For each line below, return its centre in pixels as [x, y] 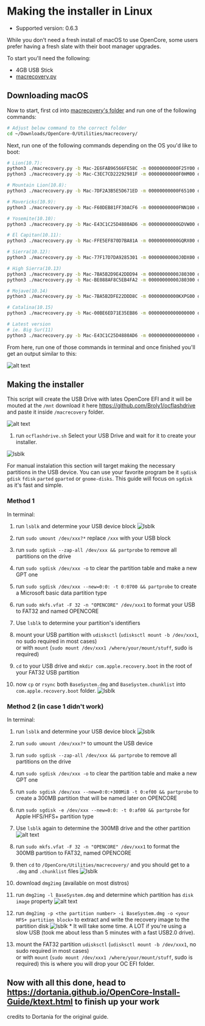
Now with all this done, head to [67, 983]
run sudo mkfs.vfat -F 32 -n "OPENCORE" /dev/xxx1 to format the [98, 847]
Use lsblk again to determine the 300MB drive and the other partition [103, 828]
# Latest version [29, 324]
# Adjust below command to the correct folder [67, 128]
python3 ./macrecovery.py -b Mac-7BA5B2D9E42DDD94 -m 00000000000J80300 [101, 274]
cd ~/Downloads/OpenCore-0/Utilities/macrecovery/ [72, 133]
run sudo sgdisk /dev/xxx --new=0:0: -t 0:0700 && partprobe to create [106, 586]
